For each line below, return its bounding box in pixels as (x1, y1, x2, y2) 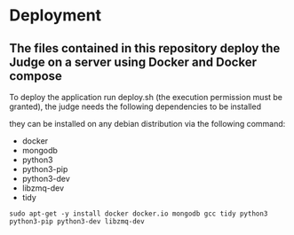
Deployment (9, 5, 102, 26)
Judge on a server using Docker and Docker (9, 54, 258, 69)
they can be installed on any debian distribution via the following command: (9, 119, 286, 129)
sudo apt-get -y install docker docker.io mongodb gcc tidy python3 (9, 209, 268, 218)
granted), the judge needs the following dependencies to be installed (9, 101, 262, 112)
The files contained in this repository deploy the (9, 41, 281, 56)
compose (9, 68, 62, 83)
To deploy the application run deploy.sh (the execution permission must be (9, 92, 282, 102)
